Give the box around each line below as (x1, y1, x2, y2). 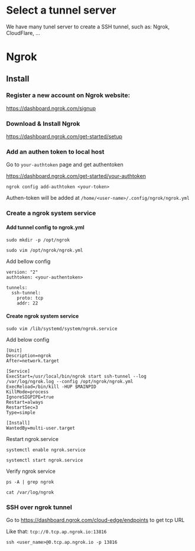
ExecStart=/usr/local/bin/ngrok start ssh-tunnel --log (6, 373, 147, 379)
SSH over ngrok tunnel (6, 503, 72, 511)
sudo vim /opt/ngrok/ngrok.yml (6, 247, 83, 253)
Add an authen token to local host (6, 148, 105, 156)
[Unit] (6, 347, 22, 354)
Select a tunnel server (6, 4, 116, 17)
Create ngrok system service (6, 313, 79, 320)
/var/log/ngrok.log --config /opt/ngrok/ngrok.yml (6, 378, 134, 384)
